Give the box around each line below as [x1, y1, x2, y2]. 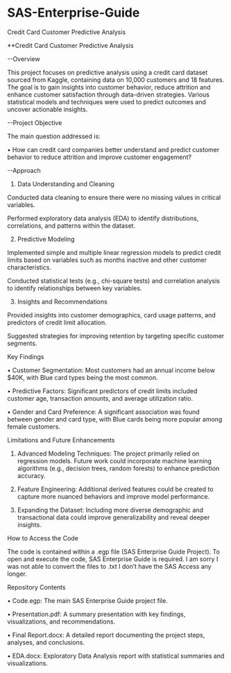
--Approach [7, 166, 41, 174]
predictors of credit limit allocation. [7, 318, 108, 326]
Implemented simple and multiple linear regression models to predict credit [7, 248, 221, 256]
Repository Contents [7, 583, 66, 591]
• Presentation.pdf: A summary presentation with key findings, [7, 610, 186, 618]
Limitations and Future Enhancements [7, 435, 115, 444]
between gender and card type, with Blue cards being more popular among [7, 415, 223, 423]
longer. [7, 570, 28, 578]
